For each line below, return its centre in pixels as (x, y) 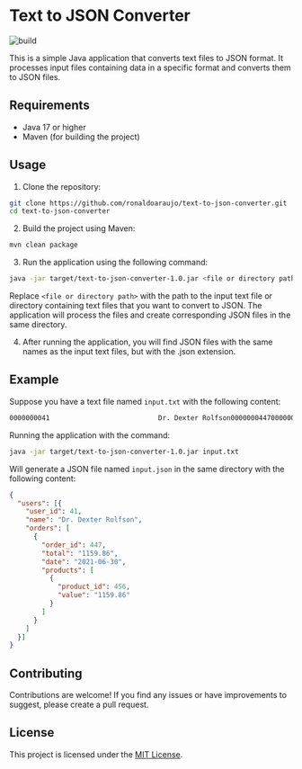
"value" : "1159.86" (93, 595)
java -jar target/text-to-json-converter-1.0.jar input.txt (124, 452)
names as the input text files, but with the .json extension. (129, 352)
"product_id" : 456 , (93, 587)
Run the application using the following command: (115, 263)
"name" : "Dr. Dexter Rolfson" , (84, 520)
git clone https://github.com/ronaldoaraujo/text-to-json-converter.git (148, 203)
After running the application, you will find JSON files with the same (147, 342)
